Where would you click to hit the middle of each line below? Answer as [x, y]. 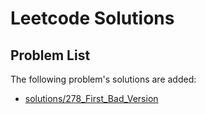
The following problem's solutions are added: [103, 79]
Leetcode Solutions [92, 18]
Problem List [50, 55]
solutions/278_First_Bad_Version [91, 98]
